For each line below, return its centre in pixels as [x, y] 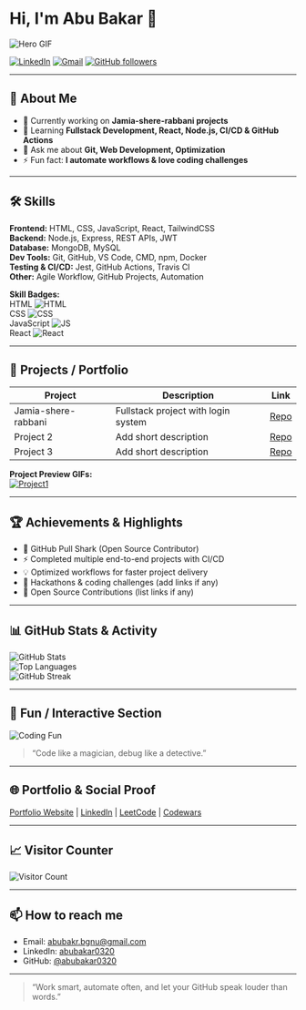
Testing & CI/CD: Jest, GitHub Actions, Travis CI [100, 267]
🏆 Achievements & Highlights [97, 522]
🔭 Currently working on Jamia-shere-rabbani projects [125, 120]
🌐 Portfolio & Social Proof [83, 790]
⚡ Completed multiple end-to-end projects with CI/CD [123, 559]
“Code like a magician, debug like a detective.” [119, 753]
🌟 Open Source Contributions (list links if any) [108, 592]
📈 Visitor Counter [61, 851]
